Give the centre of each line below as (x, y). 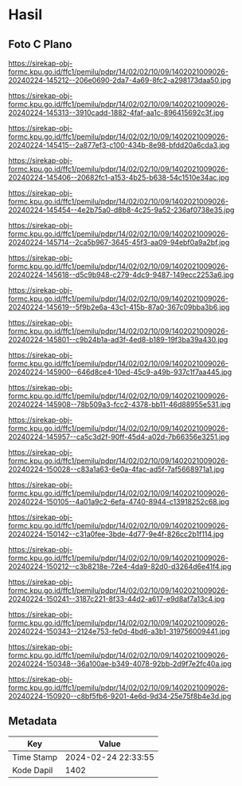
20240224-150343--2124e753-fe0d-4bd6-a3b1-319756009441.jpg (119, 631)
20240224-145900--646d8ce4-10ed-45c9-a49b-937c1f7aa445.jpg (120, 372)
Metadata (33, 721)
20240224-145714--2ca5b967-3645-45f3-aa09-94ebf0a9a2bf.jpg (119, 242)
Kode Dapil (33, 770)
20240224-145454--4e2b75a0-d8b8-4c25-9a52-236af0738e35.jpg (121, 210)
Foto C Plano (40, 44)
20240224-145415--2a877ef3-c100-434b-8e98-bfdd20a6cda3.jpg (119, 145)
